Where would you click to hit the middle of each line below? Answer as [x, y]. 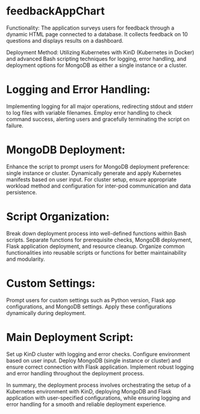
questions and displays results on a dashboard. [65, 40]
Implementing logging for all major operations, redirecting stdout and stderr [100, 106]
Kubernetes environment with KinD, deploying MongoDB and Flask [89, 391]
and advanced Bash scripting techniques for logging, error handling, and [96, 59]
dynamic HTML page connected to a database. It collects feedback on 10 [97, 34]
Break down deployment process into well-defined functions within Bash [96, 233]
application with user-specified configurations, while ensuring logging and [98, 398]
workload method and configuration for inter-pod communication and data [98, 186]
